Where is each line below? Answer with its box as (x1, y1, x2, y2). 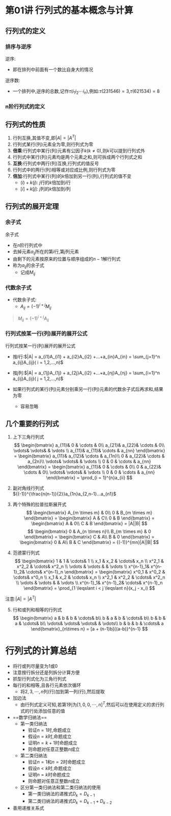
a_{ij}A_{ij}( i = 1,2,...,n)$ (12, 359, 64, 365)
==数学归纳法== (12, 714, 47, 720)
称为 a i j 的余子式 (12, 262, 45, 269)
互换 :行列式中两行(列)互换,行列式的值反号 (12, 160, 99, 167)
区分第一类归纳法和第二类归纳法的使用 (20, 784, 101, 790)
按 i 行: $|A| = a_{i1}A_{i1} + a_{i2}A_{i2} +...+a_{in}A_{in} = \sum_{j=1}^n (12, 353, 160, 360)
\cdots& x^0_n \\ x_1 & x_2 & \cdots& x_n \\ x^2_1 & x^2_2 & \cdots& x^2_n (13, 574, 165, 581)
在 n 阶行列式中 (12, 242, 43, 248)
